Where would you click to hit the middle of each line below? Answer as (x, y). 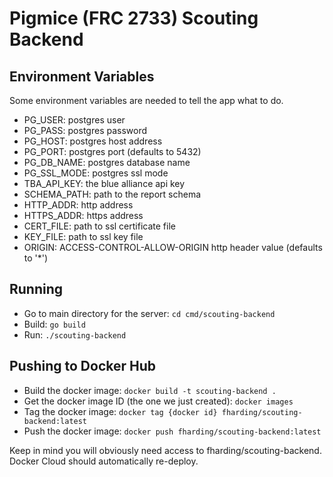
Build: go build (54, 324)
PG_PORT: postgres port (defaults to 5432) (112, 151)
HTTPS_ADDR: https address (83, 215)
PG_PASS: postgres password (85, 130)
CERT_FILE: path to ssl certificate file (99, 226)
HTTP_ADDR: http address (78, 205)
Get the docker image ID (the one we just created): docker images (158, 401)
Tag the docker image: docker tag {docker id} (120, 411)
